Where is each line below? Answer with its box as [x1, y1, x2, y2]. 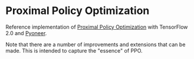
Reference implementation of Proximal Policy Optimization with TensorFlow [5, 23, 188, 30]
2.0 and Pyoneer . [5, 29, 47, 36]
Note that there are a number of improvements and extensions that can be [5, 41, 186, 48]
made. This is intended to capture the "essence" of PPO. [5, 47, 143, 54]
